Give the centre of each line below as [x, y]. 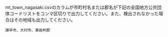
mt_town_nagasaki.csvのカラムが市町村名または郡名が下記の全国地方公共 [81, 7]
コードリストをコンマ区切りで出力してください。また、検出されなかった [84, 13]
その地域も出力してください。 [45, 20]
